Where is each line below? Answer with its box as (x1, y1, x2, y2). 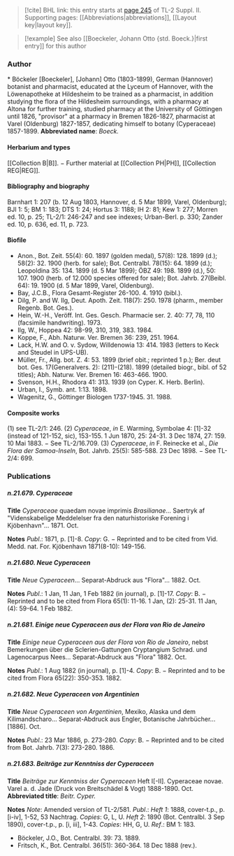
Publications (7, 471, 51, 481)
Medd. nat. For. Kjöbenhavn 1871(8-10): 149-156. (7, 542, 147, 550)
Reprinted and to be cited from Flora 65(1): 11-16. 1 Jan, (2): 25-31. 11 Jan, (7, 597, 218, 605)
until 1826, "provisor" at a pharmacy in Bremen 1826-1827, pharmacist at (7, 112, 215, 121)
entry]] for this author (24, 42, 87, 50)
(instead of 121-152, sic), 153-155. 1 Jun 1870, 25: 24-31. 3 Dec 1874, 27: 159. (7, 431, 226, 440)
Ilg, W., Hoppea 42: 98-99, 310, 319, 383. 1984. (17, 325, 153, 334)
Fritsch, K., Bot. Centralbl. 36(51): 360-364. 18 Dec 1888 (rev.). (17, 841, 198, 849)
